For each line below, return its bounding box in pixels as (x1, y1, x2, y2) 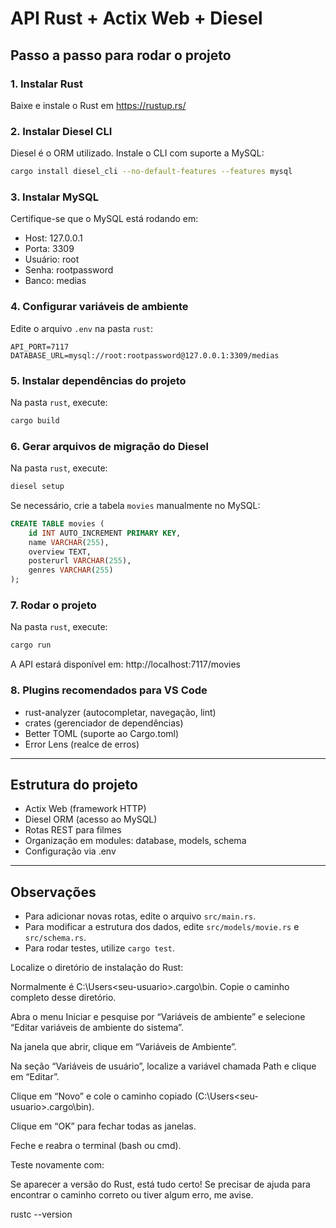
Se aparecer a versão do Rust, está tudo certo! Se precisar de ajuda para (10, 1178, 311, 1191)
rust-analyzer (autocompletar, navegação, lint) (24, 706, 217, 718)
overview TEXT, (28, 547, 92, 557)
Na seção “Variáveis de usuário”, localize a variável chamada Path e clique (10, 1060, 317, 1072)
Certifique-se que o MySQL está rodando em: (10, 213, 199, 225)
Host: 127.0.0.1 (24, 232, 83, 244)
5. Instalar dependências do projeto (10, 373, 187, 387)
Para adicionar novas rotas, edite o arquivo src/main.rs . (24, 910, 257, 922)
